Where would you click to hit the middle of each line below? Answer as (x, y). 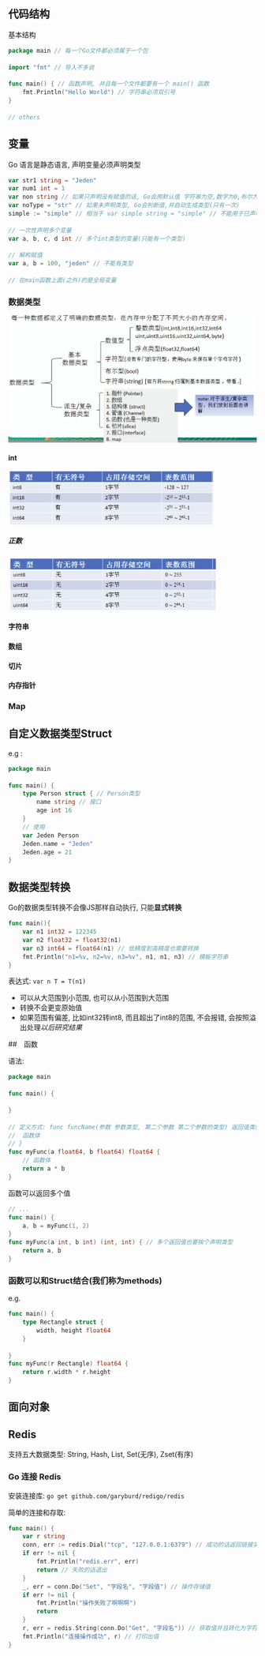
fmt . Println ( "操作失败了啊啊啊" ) (86, 1603)
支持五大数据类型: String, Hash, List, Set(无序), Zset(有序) (101, 1455)
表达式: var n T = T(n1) (47, 981)
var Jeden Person (51, 836)
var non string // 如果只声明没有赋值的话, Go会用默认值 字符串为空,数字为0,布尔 (131, 197)
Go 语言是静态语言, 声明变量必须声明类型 (75, 164)
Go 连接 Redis (35, 1477)
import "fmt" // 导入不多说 (51, 67)
